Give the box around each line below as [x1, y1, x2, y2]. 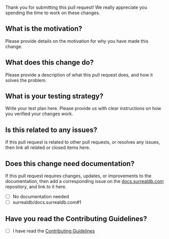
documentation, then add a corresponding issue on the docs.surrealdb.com [5, 178, 164, 184]
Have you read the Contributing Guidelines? [5, 214, 148, 223]
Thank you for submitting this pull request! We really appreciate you [5, 5, 148, 10]
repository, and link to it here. [5, 183, 67, 190]
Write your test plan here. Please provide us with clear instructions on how [5, 105, 161, 112]
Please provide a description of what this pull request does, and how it [5, 71, 153, 78]
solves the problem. [5, 77, 47, 83]
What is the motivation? [5, 24, 82, 33]
